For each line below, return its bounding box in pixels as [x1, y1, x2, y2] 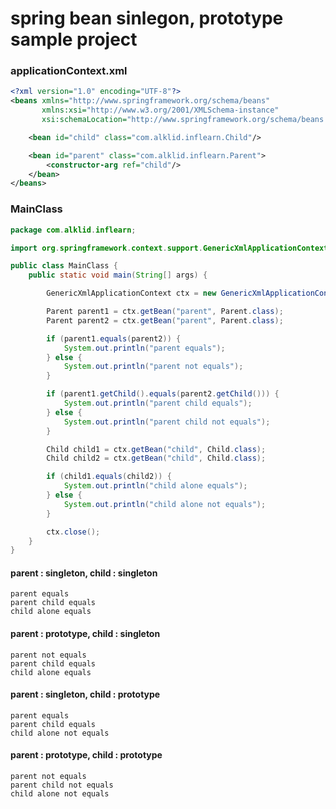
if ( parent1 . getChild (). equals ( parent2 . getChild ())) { [46, 389, 280, 399]
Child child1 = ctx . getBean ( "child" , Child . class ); [46, 444, 267, 454]
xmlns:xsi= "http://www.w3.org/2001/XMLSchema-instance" [41, 105, 280, 116]
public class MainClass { [10, 261, 118, 271]
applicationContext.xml [10, 64, 128, 78]
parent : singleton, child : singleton [10, 567, 158, 579]
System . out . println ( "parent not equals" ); [63, 362, 244, 372]
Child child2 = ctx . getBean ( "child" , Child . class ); [46, 453, 267, 464]
